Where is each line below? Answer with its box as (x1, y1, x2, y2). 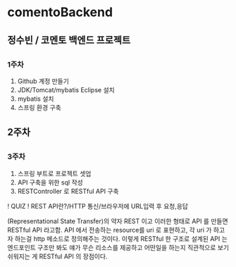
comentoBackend (7, 4, 113, 20)
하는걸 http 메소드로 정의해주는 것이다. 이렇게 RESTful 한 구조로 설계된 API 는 (14, 234, 228, 243)
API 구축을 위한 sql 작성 (17, 178, 83, 187)
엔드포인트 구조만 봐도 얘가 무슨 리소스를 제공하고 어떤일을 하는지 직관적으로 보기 (7, 243, 230, 252)
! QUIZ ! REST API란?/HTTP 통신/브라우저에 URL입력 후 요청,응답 (7, 201, 189, 210)
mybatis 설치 (17, 94, 54, 103)
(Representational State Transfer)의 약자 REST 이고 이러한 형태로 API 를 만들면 (7, 216, 228, 225)
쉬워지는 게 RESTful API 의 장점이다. (7, 252, 108, 261)
